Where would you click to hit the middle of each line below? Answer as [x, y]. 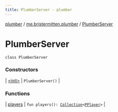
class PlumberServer [27, 57]
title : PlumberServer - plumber [39, 10]
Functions [17, 94]
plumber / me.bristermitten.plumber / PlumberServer [59, 24]
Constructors [22, 70]
